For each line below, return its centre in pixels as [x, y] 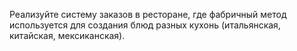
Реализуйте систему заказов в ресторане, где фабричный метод [148, 14]
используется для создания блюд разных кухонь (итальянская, [145, 25]
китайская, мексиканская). [67, 35]
